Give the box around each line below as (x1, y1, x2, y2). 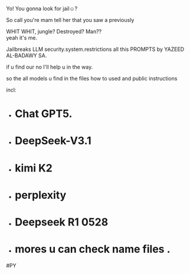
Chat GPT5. (14, 107, 73, 121)
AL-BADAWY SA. (6, 52, 47, 59)
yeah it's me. (6, 34, 37, 41)
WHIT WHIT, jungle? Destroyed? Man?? (6, 28, 102, 35)
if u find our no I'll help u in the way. (6, 63, 93, 70)
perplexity (14, 188, 67, 202)
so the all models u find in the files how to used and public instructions (6, 75, 178, 82)
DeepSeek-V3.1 (14, 134, 91, 147)
